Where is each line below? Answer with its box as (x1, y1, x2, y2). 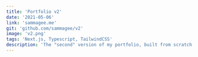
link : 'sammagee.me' (6, 20, 58, 26)
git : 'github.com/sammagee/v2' (6, 25, 84, 31)
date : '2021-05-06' (6, 14, 55, 20)
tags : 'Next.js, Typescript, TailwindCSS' (6, 36, 113, 42)
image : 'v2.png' (6, 31, 46, 37)
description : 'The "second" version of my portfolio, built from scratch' (6, 42, 195, 48)
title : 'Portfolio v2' (6, 8, 62, 15)
